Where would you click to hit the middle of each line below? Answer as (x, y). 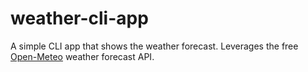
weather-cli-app (79, 18)
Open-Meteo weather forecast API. (82, 56)
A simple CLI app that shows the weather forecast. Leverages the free (154, 46)
